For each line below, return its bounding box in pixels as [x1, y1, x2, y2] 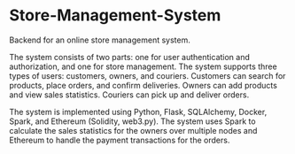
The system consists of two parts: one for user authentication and [9, 51, 251, 62]
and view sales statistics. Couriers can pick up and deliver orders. [9, 89, 250, 100]
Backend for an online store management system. [9, 35, 190, 45]
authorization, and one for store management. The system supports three [9, 61, 277, 72]
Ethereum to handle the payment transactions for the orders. [9, 135, 230, 145]
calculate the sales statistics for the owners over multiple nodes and [9, 125, 258, 135]
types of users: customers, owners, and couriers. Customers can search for [9, 70, 286, 81]
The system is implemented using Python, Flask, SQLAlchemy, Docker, [9, 106, 268, 117]
